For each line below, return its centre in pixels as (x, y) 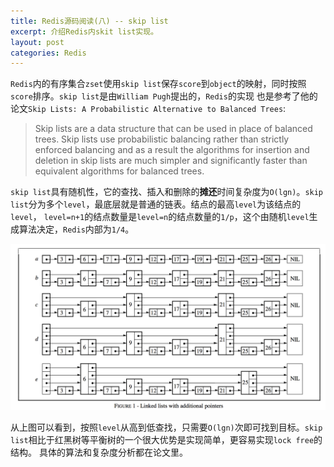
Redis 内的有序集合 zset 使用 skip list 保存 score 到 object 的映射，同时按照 (158, 84)
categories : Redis (48, 53)
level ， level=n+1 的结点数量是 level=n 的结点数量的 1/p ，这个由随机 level (160, 217)
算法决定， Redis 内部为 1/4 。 (76, 229)
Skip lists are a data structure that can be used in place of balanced (173, 129)
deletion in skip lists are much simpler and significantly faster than (171, 161)
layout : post (37, 42)
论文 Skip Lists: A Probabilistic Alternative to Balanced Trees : (148, 109)
